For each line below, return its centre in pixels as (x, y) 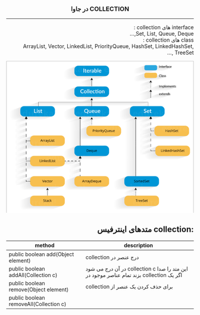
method (45, 245)
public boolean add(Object (41, 254)
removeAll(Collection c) (37, 304)
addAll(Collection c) (33, 275)
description (139, 245)
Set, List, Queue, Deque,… (162, 34)
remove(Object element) (39, 289)
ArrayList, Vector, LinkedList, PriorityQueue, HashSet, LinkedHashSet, (108, 46)
